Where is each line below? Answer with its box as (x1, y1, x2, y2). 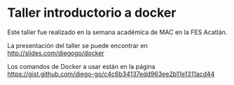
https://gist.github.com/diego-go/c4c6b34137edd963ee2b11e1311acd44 (7, 70, 215, 78)
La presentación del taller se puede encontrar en (7, 41, 149, 49)
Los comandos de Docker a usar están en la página (7, 62, 156, 70)
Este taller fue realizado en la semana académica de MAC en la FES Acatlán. (7, 28, 228, 36)
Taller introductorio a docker (7, 5, 177, 21)
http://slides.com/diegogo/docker (7, 49, 105, 57)
